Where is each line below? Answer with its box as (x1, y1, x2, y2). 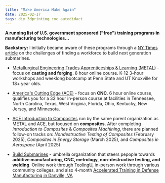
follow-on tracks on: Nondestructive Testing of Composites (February (12, 132, 154, 137)
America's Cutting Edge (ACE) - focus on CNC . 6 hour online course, (12, 90, 153, 96)
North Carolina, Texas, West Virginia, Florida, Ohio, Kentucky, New (12, 101, 147, 107)
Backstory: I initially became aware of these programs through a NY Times (5, 45, 158, 51)
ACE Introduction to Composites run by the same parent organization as (12, 116, 159, 122)
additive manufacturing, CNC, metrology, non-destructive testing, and (12, 157, 161, 163)
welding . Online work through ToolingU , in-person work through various (12, 162, 160, 168)
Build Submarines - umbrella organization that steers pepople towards (12, 151, 155, 157)
